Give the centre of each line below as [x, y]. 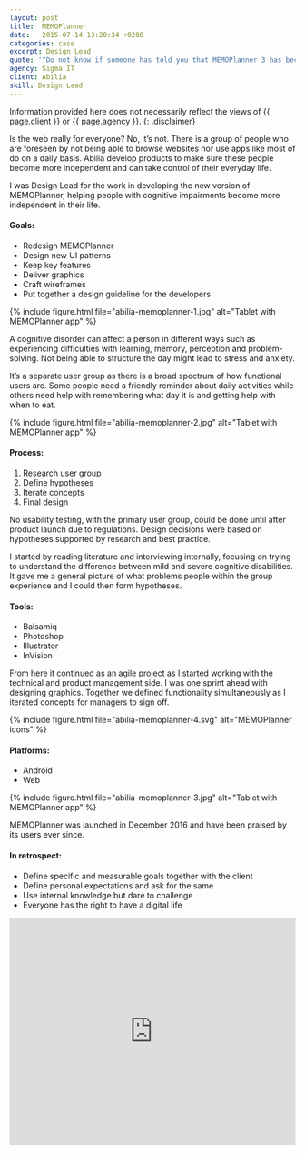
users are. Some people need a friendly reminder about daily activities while [152, 385]
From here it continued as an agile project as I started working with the [142, 673]
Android [37, 770]
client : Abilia [38, 77]
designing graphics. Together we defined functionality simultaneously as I [148, 693]
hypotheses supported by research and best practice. [110, 539]
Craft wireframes [54, 284]
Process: [26, 453]
